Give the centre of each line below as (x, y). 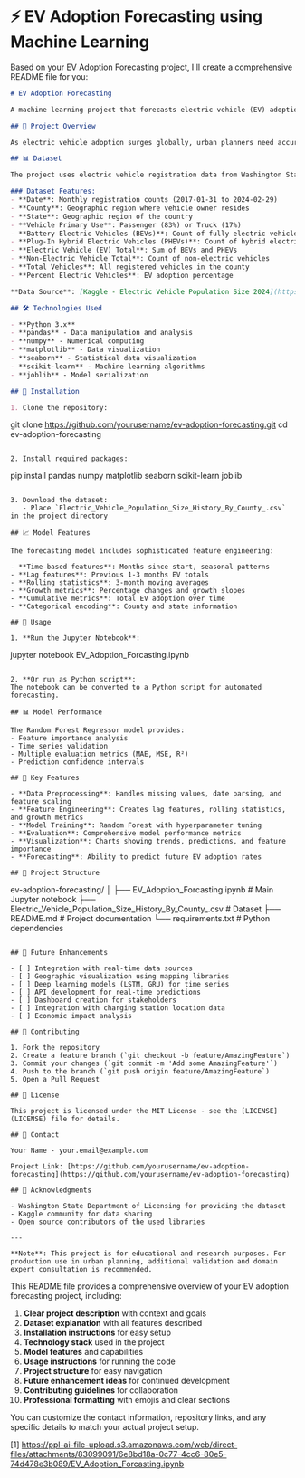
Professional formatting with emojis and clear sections (126, 1400)
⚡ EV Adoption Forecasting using (137, 17)
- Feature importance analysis (69, 739)
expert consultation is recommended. (81, 1270)
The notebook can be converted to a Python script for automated (136, 688)
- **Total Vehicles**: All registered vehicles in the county (130, 267)
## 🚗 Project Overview (53, 126)
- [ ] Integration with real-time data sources (102, 968)
